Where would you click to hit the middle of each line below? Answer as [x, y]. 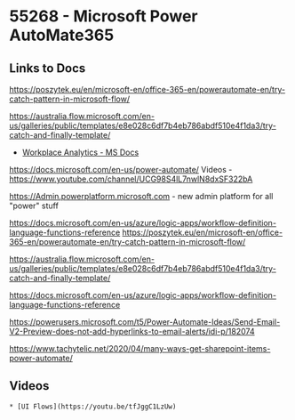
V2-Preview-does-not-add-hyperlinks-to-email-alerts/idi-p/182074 [132, 331]
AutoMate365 [62, 35]
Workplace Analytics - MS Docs [80, 152]
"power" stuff [34, 206]
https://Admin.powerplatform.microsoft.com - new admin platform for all [141, 196]
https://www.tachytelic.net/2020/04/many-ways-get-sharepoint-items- [140, 348]
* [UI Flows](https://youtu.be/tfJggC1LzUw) [93, 407]
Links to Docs [48, 68]
